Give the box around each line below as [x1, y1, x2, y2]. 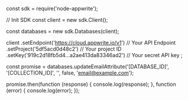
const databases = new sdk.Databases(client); [6, 28, 119, 35]
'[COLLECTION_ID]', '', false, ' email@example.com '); [6, 69, 134, 76]
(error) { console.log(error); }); [6, 87, 80, 94]
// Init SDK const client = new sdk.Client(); [6, 16, 108, 23]
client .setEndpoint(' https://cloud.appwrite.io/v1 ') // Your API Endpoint [6, 39, 176, 46]
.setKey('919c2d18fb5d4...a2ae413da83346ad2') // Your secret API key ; [6, 52, 183, 58]
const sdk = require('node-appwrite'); [6, 5, 99, 12]
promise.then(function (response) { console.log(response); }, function [6, 81, 176, 88]
